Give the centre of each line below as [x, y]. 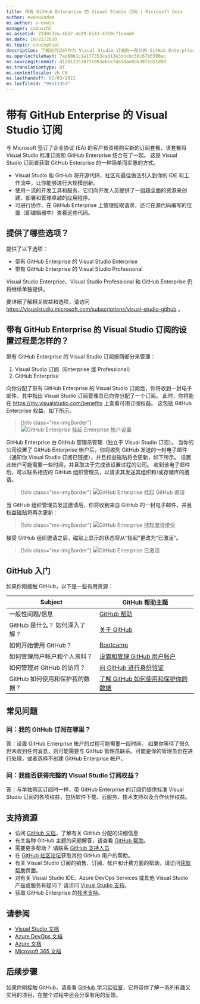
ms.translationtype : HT [36, 67]
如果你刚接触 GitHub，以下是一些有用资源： [60, 586]
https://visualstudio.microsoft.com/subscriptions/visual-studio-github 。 [95, 309]
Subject [51, 602]
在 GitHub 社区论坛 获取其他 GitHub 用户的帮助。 [74, 855]
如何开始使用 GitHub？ [41, 645]
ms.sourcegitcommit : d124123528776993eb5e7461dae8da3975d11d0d [86, 61]
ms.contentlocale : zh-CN [37, 73]
